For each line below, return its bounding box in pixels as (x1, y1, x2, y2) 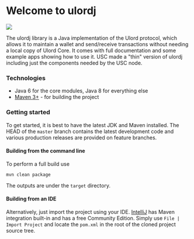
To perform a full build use (6, 160, 70, 168)
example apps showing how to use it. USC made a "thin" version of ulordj (6, 53, 183, 60)
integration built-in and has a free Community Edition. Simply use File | (6, 214, 180, 221)
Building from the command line (6, 148, 86, 155)
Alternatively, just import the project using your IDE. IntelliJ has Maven (6, 208, 175, 215)
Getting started (6, 108, 51, 117)
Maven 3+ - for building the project (14, 94, 99, 101)
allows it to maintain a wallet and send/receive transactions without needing (6, 40, 189, 47)
